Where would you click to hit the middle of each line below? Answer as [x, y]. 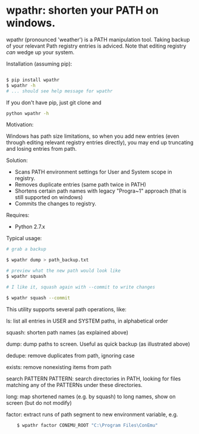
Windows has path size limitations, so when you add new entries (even [93, 136]
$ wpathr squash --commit [38, 298]
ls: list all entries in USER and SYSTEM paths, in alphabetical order [87, 321]
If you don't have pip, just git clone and [54, 103]
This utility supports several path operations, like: [66, 309]
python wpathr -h [28, 113]
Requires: [18, 215]
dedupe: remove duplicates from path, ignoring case [70, 355]
